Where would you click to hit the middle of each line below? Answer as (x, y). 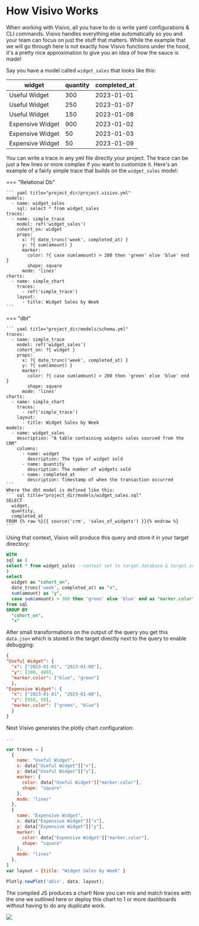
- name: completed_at (49, 474)
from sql (17, 604)
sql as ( (17, 560)
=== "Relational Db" (31, 182)
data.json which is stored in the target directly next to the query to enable (96, 639)
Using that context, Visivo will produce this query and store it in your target (97, 537)
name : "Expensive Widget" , (50, 816)
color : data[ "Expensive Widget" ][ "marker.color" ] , (86, 838)
